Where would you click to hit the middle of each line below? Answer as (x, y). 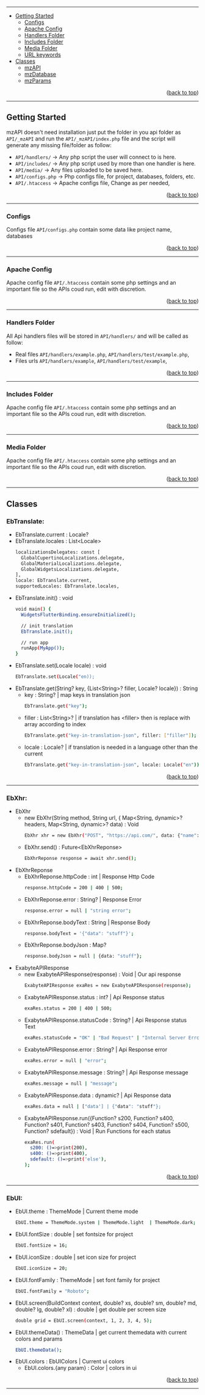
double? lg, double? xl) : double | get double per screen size (91, 1309)
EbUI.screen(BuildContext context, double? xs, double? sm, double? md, (106, 1303)
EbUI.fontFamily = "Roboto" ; (52, 1291)
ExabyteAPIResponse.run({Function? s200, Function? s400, (99, 1118)
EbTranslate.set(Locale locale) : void (61, 666)
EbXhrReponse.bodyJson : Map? (65, 945)
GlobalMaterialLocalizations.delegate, (71, 563)
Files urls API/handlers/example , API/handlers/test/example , (91, 360)
